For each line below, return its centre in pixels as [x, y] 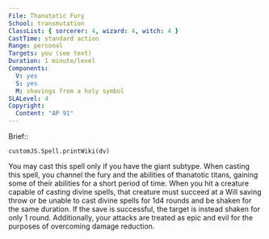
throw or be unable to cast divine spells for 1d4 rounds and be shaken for [130, 200]
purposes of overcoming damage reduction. [82, 226]
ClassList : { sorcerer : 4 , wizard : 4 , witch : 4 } [94, 31]
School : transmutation [46, 23]
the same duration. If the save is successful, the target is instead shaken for [134, 209]
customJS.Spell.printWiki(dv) [59, 151]
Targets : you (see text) [50, 53]
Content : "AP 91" [45, 114]
